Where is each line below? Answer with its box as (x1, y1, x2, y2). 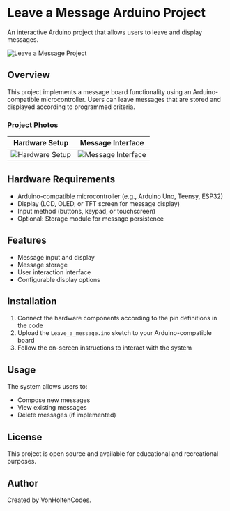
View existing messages (17, 403, 87, 412)
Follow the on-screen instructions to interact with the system (17, 343, 192, 352)
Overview (7, 69, 51, 81)
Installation (7, 295, 57, 308)
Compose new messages (17, 396, 91, 404)
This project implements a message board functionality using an (7, 87, 192, 96)
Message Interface (79, 138, 144, 148)
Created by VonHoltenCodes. (7, 496, 92, 504)
